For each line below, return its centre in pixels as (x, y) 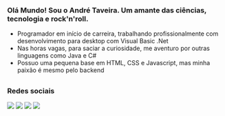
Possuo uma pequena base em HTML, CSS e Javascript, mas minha (114, 63)
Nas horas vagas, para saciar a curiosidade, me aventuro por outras (113, 48)
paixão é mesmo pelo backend (61, 70)
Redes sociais (31, 91)
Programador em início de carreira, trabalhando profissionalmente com (118, 34)
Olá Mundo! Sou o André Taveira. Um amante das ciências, (107, 10)
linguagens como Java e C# (57, 56)
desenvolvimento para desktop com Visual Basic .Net (93, 41)
